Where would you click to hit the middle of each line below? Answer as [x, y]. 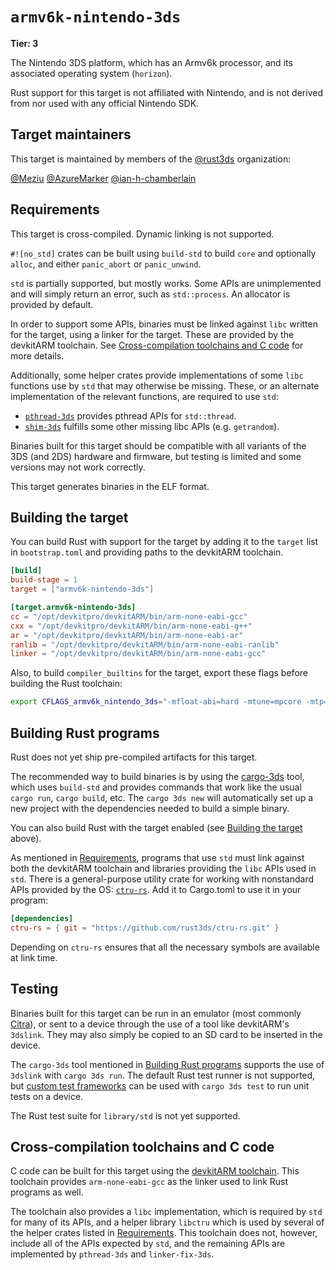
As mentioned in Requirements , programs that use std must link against [157, 857]
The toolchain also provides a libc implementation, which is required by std [166, 1212]
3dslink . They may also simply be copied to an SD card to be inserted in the [166, 1034]
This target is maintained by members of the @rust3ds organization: [151, 159]
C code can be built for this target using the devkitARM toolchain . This [155, 1171]
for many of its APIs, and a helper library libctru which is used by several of [167, 1222]
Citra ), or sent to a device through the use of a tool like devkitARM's [150, 1024]
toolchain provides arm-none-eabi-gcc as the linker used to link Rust [149, 1182]
